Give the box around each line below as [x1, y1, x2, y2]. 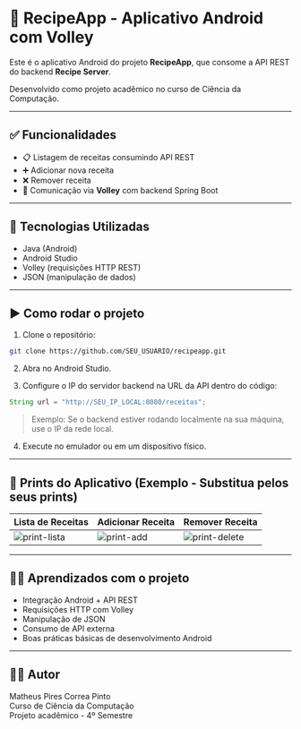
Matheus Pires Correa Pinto [9, 690, 111, 701]
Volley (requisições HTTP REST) [21, 262, 142, 272]
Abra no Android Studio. [21, 363, 112, 374]
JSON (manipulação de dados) [21, 271, 136, 282]
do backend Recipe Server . [9, 66, 112, 77]
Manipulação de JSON [21, 613, 106, 624]
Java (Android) [21, 243, 78, 253]
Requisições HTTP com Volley [21, 604, 134, 614]
